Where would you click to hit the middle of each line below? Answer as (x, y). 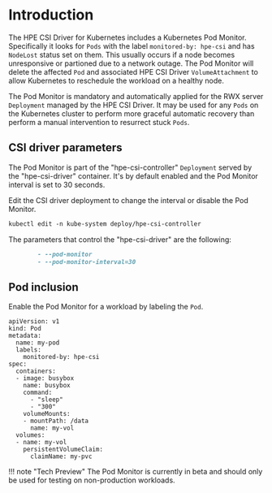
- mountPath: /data (56, 421)
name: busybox (47, 386)
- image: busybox (45, 378)
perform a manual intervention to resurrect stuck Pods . (99, 122)
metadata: (25, 336)
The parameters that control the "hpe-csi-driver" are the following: (120, 239)
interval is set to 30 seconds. (57, 184)
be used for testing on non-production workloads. (92, 480)
